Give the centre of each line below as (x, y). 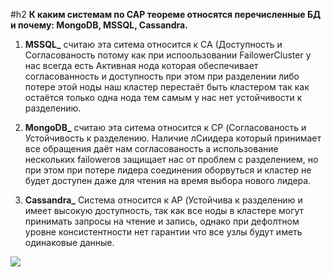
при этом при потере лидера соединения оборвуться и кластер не (168, 170)
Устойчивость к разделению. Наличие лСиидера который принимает (173, 138)
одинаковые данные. (69, 242)
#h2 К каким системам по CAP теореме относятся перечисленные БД (166, 14)
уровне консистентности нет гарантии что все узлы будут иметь (163, 232)
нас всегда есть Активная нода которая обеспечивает (141, 65)
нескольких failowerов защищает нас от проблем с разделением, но (171, 159)
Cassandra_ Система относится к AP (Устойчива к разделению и (163, 200)
